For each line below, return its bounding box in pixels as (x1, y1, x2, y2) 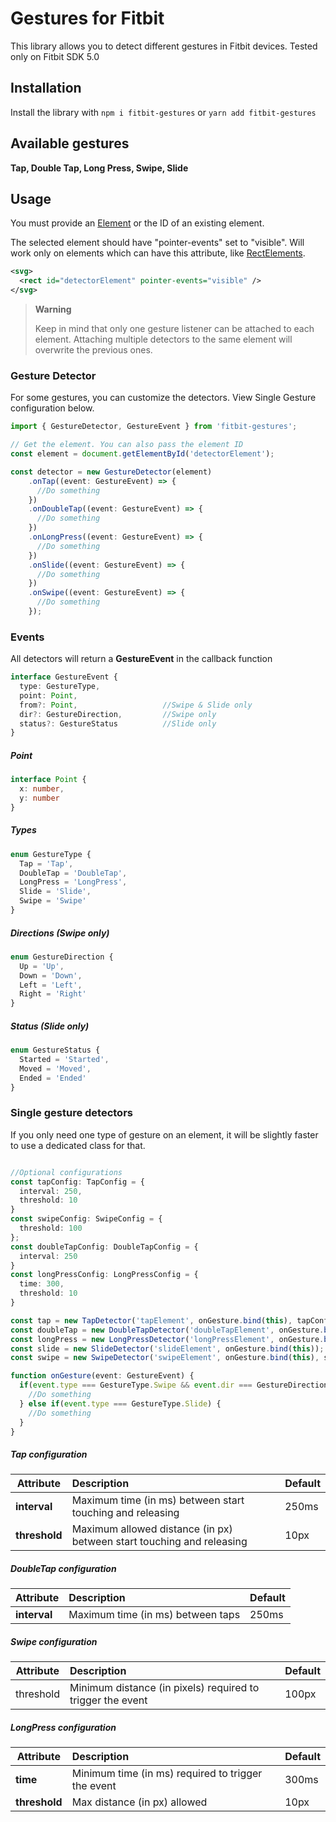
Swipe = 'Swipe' (19, 896, 87, 906)
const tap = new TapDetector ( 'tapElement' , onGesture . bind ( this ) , (10, 1315, 293, 1326)
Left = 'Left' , (19, 980, 83, 990)
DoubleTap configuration (10, 1562, 117, 1574)
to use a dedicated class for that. (10, 1139, 146, 1151)
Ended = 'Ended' (19, 1073, 87, 1083)
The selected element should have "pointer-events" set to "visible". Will (10, 237, 305, 249)
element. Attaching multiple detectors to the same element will (34, 333, 293, 345)
